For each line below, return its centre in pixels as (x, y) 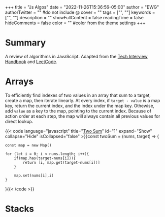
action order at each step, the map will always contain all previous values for (83, 116)
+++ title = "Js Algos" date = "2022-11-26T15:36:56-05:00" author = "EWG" (82, 7)
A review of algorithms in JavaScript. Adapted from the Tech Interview (76, 56)
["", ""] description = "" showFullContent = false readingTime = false (74, 18)
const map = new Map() (28, 145)
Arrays (19, 82)
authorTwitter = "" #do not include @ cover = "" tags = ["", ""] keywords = (80, 12)
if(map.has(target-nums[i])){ (45, 158)
